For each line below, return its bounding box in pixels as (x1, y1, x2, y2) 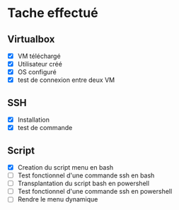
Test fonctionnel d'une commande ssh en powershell (17, 187, 173, 196)
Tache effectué (7, 5, 98, 21)
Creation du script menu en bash (17, 163, 114, 171)
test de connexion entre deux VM (17, 76, 115, 84)
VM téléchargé (17, 52, 62, 60)
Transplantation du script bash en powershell (17, 179, 150, 188)
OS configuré (17, 68, 57, 76)
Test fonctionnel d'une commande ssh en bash (17, 171, 155, 180)
